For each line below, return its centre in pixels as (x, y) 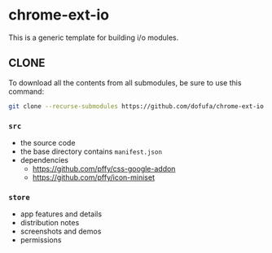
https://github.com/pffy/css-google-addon (104, 168)
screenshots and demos (61, 231)
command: (26, 91)
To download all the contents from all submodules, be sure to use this (125, 82)
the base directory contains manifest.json (91, 151)
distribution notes (50, 223)
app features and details (61, 214)
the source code (48, 142)
